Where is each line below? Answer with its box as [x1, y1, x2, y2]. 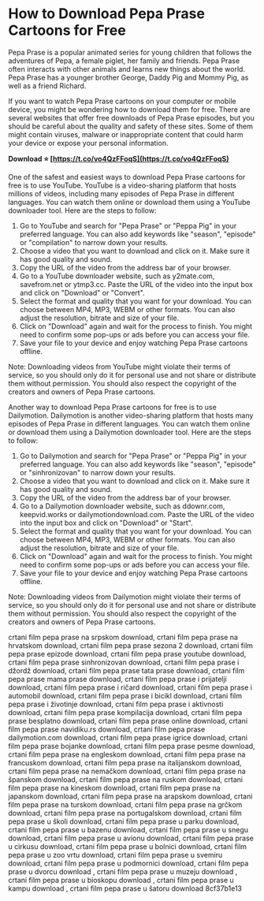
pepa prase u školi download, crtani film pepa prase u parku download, [8, 817, 240, 826]
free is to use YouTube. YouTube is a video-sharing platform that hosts [8, 181, 236, 190]
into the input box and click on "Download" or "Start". [19, 518, 193, 527]
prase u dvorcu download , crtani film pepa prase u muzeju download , [8, 866, 238, 876]
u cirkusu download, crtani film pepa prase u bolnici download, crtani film [8, 841, 247, 851]
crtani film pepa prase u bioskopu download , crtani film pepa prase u [8, 875, 234, 884]
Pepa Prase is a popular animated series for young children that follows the [8, 47, 252, 57]
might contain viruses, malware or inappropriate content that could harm [8, 129, 244, 139]
